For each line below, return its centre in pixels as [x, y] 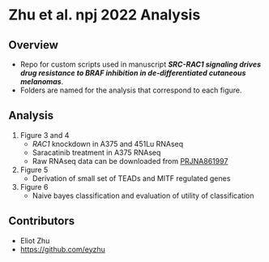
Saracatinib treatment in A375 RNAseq [96, 152]
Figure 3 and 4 [45, 135]
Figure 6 [34, 187]
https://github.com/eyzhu [62, 249]
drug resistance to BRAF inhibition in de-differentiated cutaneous [133, 73]
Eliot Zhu [35, 240]
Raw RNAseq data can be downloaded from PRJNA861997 [130, 161]
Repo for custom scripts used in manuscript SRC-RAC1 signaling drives [141, 64]
